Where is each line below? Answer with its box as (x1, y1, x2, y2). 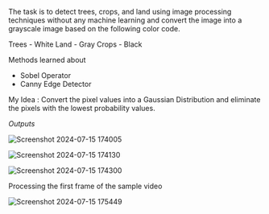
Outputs (8, 119, 35, 128)
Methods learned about (8, 56, 86, 64)
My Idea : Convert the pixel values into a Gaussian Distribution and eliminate (8, 95, 261, 104)
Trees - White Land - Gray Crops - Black (8, 39, 143, 49)
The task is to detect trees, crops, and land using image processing (8, 7, 232, 16)
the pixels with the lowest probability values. (8, 104, 155, 113)
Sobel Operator (19, 71, 71, 80)
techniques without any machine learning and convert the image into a (8, 15, 242, 25)
